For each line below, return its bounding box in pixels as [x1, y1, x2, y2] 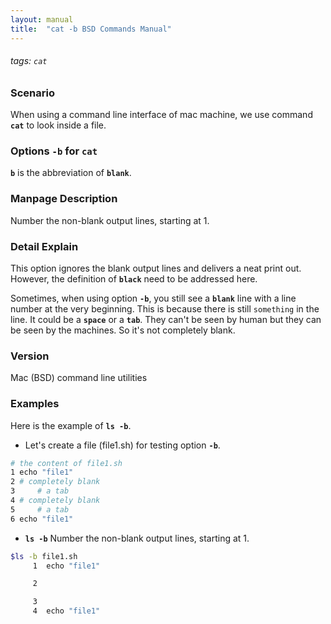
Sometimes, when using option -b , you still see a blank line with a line [10, 292, 297, 304]
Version [10, 349, 50, 363]
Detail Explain [10, 239, 79, 253]
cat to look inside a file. [10, 119, 107, 131]
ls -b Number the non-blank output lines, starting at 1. [24, 532, 250, 544]
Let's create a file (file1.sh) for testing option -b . [24, 439, 221, 451]
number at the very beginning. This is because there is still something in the [10, 302, 320, 315]
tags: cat [10, 55, 48, 67]
